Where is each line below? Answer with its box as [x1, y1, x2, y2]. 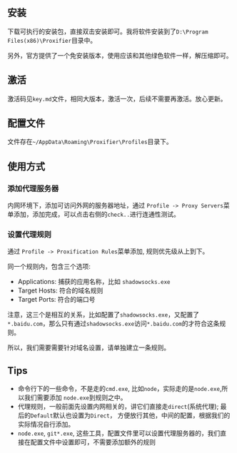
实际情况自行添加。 [17, 420, 75, 429]
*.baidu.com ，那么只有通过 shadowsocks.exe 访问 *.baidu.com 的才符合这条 [7, 320, 220, 328]
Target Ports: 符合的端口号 [17, 295, 96, 304]
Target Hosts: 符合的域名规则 [17, 286, 104, 295]
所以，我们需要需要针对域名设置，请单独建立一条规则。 [7, 343, 170, 352]
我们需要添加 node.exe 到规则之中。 [24, 393, 127, 402]
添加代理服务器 [7, 183, 59, 193]
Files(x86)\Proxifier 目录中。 [7, 36, 97, 44]
